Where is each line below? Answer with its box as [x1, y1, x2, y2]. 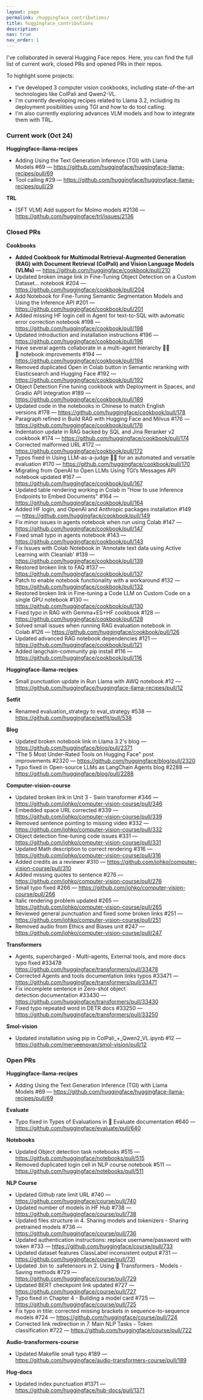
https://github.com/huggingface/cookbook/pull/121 [15, 641, 142, 648]
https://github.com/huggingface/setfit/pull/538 [15, 714, 132, 721]
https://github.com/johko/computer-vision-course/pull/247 [15, 929, 162, 936]
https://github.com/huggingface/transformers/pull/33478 [15, 965, 159, 973]
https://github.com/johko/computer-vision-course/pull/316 [15, 852, 162, 859]
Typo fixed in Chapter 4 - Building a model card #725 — [15, 1294, 155, 1302]
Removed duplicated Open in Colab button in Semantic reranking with [15, 363, 190, 371]
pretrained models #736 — [15, 1223, 82, 1230]
